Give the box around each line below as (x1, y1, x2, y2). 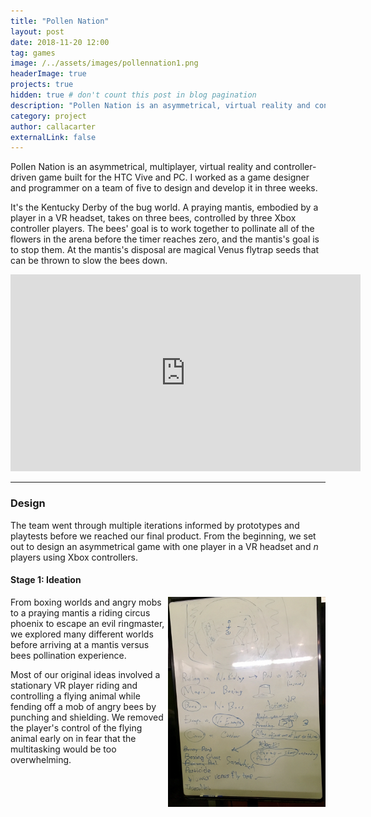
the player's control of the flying (10, 721, 143, 734)
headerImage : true (10, 69, 87, 79)
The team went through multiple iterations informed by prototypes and (10, 519, 300, 531)
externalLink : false (10, 132, 97, 142)
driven (10, 171, 37, 184)
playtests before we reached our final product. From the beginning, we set (10, 530, 317, 542)
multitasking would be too (10, 743, 117, 755)
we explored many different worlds (10, 628, 154, 640)
